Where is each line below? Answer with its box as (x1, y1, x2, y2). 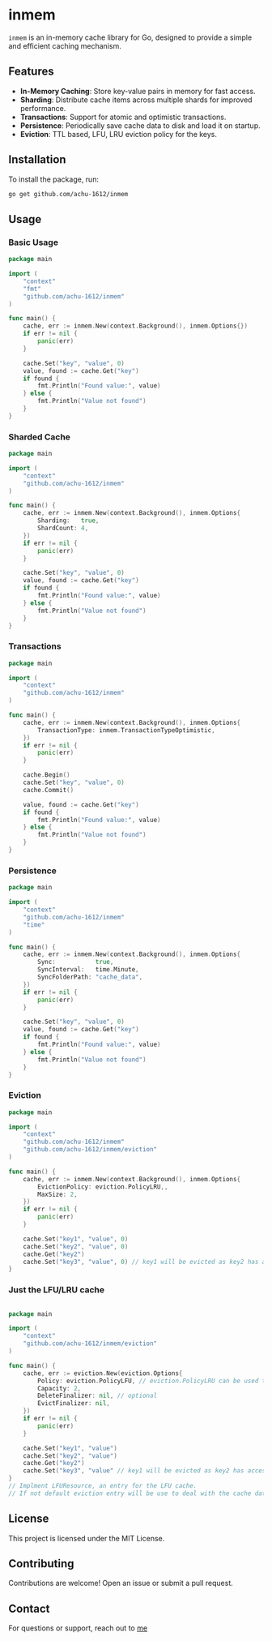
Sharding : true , (37, 516, 100, 525)
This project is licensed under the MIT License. (8, 1533, 165, 1543)
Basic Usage (8, 237, 59, 248)
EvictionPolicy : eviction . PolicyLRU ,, (37, 1182, 168, 1191)
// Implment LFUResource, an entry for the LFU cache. (8, 1482, 198, 1490)
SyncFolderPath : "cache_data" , (37, 973, 143, 982)
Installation (8, 152, 66, 167)
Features (8, 65, 54, 79)
